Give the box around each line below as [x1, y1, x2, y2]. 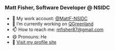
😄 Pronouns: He [12, 34, 47, 40]
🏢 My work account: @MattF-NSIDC [12, 16, 88, 22]
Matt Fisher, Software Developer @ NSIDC [5, 4, 110, 11]
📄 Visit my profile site [12, 39, 57, 45]
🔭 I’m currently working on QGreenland [12, 21, 94, 27]
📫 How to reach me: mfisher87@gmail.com [12, 27, 104, 33]
